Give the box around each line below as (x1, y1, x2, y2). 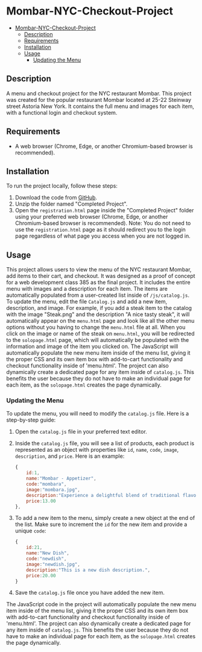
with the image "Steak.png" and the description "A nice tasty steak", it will (6, 311, 190, 318)
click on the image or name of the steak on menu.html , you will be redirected (6, 330, 195, 337)
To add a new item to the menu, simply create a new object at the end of (14, 514, 195, 522)
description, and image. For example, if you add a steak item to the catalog (6, 305, 192, 312)
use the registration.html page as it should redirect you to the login (14, 226, 186, 233)
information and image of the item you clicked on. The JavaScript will (6, 343, 178, 350)
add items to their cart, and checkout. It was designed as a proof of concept (6, 273, 195, 280)
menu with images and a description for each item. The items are (6, 285, 168, 293)
